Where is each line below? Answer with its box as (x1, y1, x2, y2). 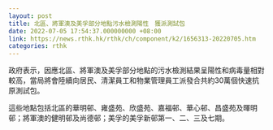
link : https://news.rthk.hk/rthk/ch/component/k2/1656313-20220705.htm (8, 34, 256, 43)
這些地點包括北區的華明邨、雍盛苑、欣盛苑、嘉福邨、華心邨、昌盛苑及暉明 (8, 103, 258, 113)
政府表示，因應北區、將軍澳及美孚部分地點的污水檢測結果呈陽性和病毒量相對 (8, 66, 265, 76)
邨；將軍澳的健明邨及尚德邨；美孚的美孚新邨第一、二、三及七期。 (8, 113, 229, 123)
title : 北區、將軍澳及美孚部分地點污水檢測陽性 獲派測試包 (8, 19, 185, 28)
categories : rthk (8, 42, 67, 50)
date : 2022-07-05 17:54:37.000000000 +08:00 (8, 27, 162, 35)
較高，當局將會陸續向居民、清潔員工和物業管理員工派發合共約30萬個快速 (8, 76, 253, 85)
